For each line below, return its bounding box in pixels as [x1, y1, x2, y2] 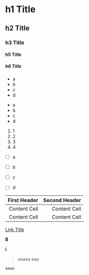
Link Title [5, 227, 24, 233]
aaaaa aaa [17, 256, 39, 262]
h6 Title [5, 63, 22, 69]
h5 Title [5, 52, 22, 58]
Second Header [43, 197, 81, 204]
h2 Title [5, 24, 30, 32]
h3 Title [5, 39, 25, 46]
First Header [8, 197, 39, 204]
